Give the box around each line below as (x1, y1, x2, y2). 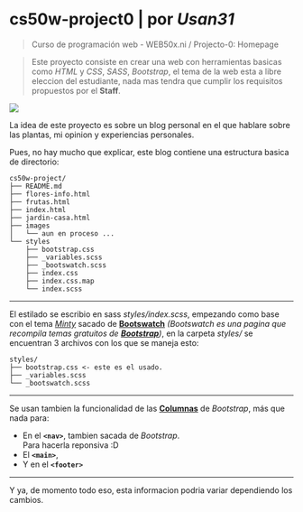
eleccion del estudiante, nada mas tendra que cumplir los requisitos (31, 75, 283, 86)
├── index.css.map (25, 276, 95, 285)
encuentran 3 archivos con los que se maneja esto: (9, 337, 199, 348)
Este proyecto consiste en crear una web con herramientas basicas (31, 56, 282, 67)
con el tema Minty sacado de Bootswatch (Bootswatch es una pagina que (9, 318, 287, 329)
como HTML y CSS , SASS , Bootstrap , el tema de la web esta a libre (31, 66, 282, 77)
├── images (9, 221, 50, 230)
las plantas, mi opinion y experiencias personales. (9, 129, 195, 140)
